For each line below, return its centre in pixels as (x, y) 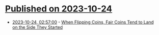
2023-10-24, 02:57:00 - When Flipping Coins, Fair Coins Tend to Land (83, 22)
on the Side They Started (37, 27)
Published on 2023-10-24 (59, 9)
